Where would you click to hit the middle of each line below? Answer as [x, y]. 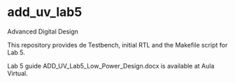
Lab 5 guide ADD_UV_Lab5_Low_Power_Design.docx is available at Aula [111, 66]
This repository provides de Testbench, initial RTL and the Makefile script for [117, 45]
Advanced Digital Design [43, 31]
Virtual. [17, 73]
